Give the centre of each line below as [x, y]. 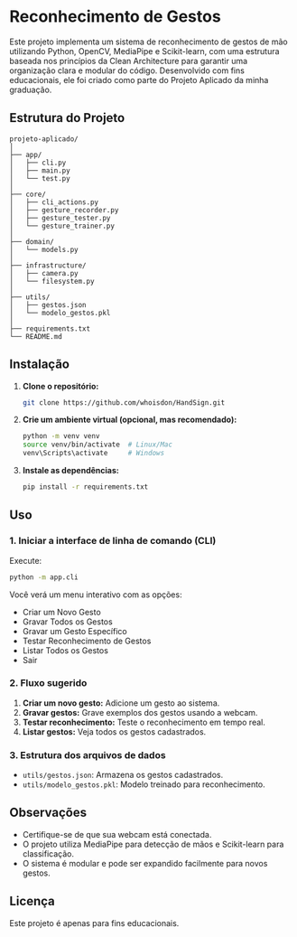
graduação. [31, 89]
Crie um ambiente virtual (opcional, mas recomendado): [130, 420]
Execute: [26, 560]
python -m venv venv [61, 436]
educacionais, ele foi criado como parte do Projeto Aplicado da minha [139, 80]
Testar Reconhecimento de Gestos [87, 641]
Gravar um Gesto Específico [75, 631]
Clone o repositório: [60, 386]
